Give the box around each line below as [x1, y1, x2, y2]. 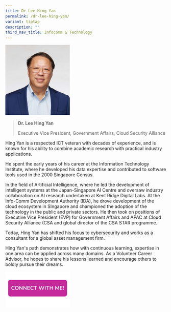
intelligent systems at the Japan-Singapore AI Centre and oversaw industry [5, 187, 163, 193]
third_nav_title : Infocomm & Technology [5, 30, 93, 35]
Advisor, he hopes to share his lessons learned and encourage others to [5, 256, 157, 262]
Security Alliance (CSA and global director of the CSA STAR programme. [5, 220, 158, 226]
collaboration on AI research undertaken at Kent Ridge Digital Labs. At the [5, 193, 160, 199]
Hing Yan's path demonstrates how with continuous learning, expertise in [5, 245, 159, 251]
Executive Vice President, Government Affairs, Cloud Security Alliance [17, 130, 166, 136]
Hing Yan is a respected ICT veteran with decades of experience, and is [5, 140, 156, 146]
